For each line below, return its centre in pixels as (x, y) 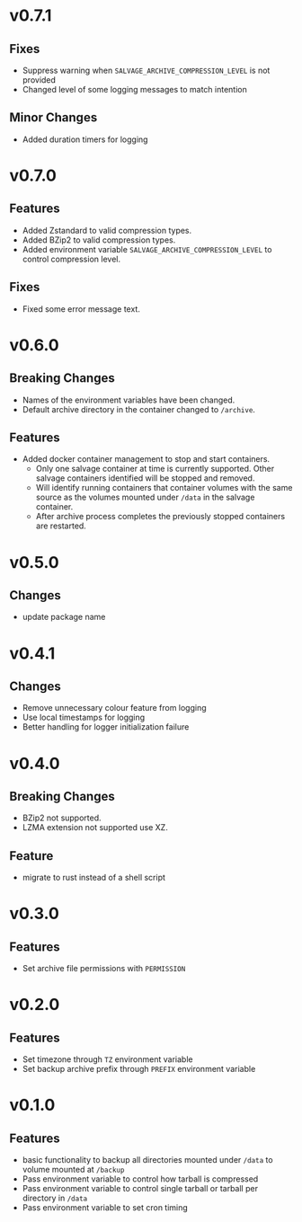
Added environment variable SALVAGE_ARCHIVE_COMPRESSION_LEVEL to (147, 249)
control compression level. (71, 259)
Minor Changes (53, 118)
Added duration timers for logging (85, 139)
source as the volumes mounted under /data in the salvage (145, 497)
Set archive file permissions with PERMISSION (104, 969)
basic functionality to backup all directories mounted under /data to (147, 1160)
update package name (64, 617)
